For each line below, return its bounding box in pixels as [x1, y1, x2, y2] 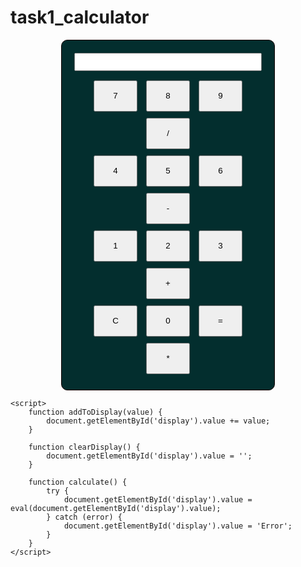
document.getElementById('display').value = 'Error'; [63, 521, 293, 531]
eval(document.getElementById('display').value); [10, 503, 222, 513]
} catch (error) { [46, 512, 123, 522]
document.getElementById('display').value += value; [46, 416, 271, 426]
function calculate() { [28, 477, 128, 487]
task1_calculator [10, 6, 150, 29]
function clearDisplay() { [28, 442, 141, 452]
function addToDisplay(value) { [28, 407, 163, 417]
